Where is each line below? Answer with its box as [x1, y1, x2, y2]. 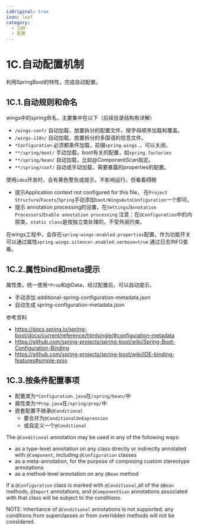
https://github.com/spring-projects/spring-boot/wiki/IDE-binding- [14, 351, 175, 358]
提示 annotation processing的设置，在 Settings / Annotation [14, 203, 157, 210]
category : [6, 19, 31, 25]
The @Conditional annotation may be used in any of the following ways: [6, 433, 180, 440]
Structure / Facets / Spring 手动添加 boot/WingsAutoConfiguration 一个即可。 [14, 196, 193, 203]
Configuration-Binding [14, 344, 69, 351]
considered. [6, 518, 35, 525]
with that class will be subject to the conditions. [6, 494, 122, 501]
